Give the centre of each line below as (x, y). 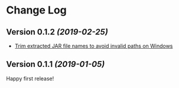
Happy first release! (30, 78)
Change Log (36, 10)
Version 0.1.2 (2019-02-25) (57, 32)
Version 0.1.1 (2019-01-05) (56, 64)
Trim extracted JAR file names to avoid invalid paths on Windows (94, 46)
